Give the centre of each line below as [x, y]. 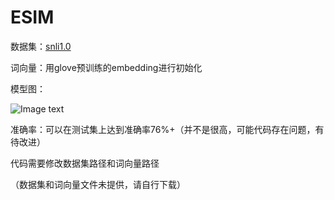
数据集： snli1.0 [41, 46]
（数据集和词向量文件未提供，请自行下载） [98, 184]
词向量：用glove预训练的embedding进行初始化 [106, 67]
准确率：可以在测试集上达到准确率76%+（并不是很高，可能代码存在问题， [163, 129]
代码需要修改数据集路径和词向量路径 [85, 163]
